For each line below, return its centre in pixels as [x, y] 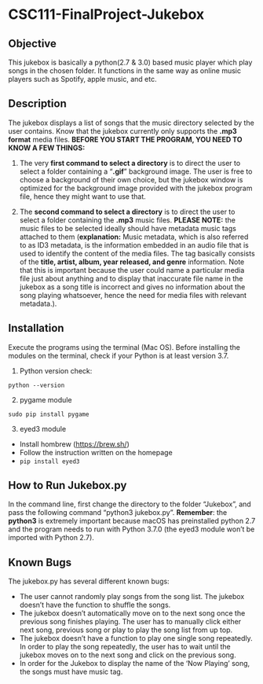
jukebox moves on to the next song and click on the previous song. [128, 655]
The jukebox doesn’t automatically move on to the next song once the [132, 613]
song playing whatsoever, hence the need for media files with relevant [133, 295]
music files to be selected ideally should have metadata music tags [128, 228]
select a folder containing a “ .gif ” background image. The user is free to [136, 171]
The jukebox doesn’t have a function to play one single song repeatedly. [136, 638]
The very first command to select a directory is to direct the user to [130, 163]
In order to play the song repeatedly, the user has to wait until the [125, 647]
